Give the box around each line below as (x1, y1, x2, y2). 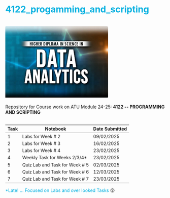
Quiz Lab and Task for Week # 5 (22, 162, 89, 168)
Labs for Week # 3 (22, 140, 61, 146)
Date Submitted (93, 126, 127, 132)
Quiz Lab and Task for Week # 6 (22, 168, 89, 175)
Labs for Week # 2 (22, 133, 61, 139)
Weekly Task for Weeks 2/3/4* (22, 155, 87, 161)
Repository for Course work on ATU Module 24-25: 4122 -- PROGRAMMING (5, 104, 165, 110)
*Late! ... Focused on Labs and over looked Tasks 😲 (5, 187, 115, 193)
